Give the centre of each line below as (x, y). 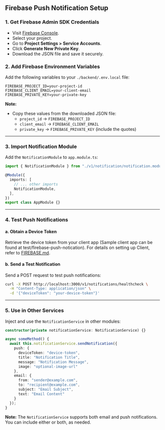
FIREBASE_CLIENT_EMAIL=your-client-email (48, 91)
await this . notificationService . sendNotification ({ (64, 344)
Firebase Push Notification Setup (57, 8)
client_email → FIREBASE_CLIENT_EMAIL (59, 124)
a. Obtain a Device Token (31, 231)
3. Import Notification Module (41, 146)
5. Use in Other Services (35, 310)
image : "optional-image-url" (48, 367)
